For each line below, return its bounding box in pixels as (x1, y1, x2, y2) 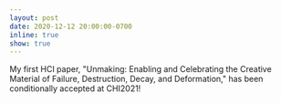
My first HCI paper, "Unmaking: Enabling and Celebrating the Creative (9, 64, 272, 75)
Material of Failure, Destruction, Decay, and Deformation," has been (9, 74, 264, 85)
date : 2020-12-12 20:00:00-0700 (9, 22, 132, 31)
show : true (9, 38, 51, 48)
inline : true (9, 30, 59, 39)
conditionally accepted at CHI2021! (9, 83, 141, 94)
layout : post (9, 13, 59, 23)
